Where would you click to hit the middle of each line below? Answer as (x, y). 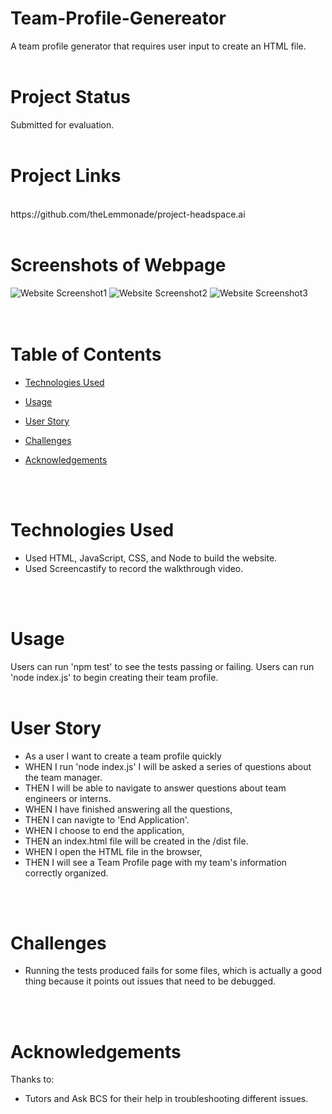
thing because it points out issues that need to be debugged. (150, 981)
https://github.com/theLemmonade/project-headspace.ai (128, 214)
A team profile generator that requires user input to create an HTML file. (158, 46)
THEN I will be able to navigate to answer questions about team (155, 788)
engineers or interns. (68, 798)
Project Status (71, 97)
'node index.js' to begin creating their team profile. (114, 677)
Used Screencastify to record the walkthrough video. (134, 568)
